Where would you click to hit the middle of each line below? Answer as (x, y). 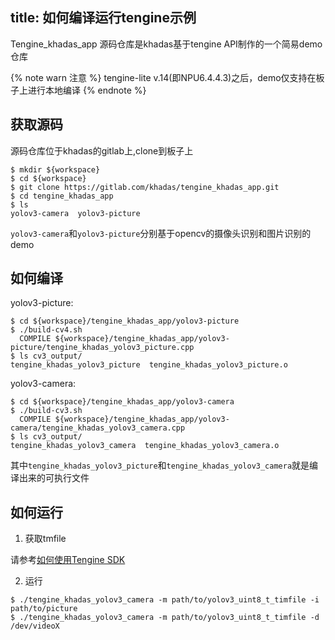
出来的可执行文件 (54, 478)
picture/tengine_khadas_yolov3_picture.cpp (102, 348)
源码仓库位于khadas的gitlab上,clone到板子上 (102, 150)
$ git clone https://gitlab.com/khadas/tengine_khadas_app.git (145, 187)
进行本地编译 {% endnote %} (87, 90)
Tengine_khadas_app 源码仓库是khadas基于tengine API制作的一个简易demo (166, 44)
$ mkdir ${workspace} (55, 169)
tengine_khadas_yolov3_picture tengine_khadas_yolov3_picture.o (149, 365)
